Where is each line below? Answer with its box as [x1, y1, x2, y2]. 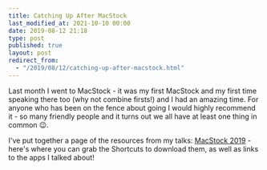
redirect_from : [8, 57, 59, 65]
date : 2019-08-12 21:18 [8, 26, 88, 34]
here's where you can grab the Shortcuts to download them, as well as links [8, 144, 259, 153]
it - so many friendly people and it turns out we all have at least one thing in [8, 111, 257, 121]
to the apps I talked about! [8, 152, 95, 162]
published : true [8, 42, 63, 50]
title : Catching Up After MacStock [8, 11, 127, 20]
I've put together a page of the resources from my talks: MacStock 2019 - [8, 136, 251, 145]
